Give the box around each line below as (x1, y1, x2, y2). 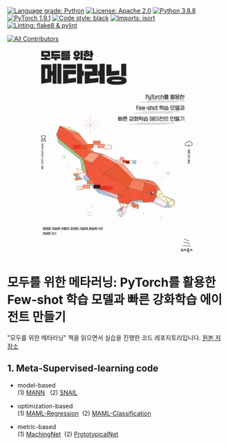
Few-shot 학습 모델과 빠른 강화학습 (7, 292, 198, 308)
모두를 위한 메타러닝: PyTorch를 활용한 (7, 275, 216, 291)
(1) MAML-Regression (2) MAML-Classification (17, 409, 151, 417)
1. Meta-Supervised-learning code (7, 363, 159, 374)
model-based (17, 381, 56, 389)
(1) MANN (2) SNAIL (17, 388, 78, 397)
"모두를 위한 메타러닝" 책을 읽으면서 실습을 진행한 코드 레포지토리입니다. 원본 (7, 333, 214, 342)
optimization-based (17, 401, 73, 410)
